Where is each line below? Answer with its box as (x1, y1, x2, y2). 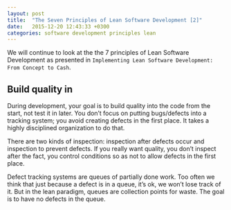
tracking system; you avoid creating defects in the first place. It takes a (7, 116, 210, 125)
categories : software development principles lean (7, 29, 156, 37)
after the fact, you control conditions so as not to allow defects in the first (7, 152, 216, 160)
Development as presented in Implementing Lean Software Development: (7, 56, 214, 64)
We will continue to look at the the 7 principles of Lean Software (7, 49, 190, 57)
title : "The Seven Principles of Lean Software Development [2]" (7, 17, 203, 24)
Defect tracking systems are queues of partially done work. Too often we (7, 173, 216, 181)
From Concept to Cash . (7, 63, 71, 71)
